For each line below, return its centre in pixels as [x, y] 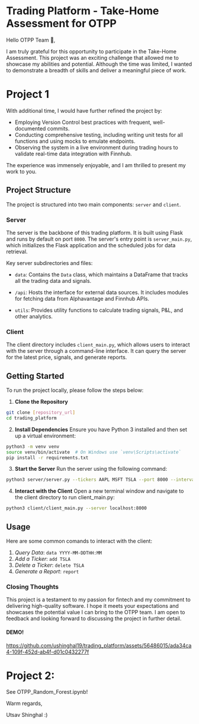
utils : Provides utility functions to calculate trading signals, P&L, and [99, 310]
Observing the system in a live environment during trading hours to [97, 147]
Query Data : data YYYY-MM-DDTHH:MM [58, 553]
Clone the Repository [41, 402]
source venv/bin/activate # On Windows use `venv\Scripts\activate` [94, 452]
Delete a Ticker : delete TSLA [49, 565]
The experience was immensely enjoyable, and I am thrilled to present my [96, 165]
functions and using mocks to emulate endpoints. [75, 141]
